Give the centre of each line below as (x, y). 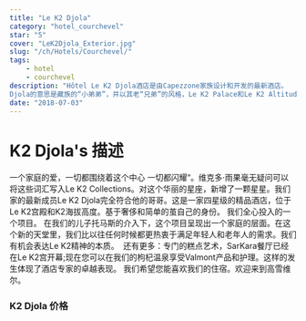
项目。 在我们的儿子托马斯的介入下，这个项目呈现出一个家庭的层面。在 (150, 223)
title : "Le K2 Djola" (51, 18)
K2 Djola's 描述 (67, 150)
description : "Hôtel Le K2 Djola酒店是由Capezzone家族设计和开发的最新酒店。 (149, 86)
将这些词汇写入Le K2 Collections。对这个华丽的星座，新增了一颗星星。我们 (150, 189)
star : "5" (28, 35)
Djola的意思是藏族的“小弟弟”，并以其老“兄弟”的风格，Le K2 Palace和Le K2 (137, 94)
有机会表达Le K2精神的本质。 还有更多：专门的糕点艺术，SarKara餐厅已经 (149, 246)
